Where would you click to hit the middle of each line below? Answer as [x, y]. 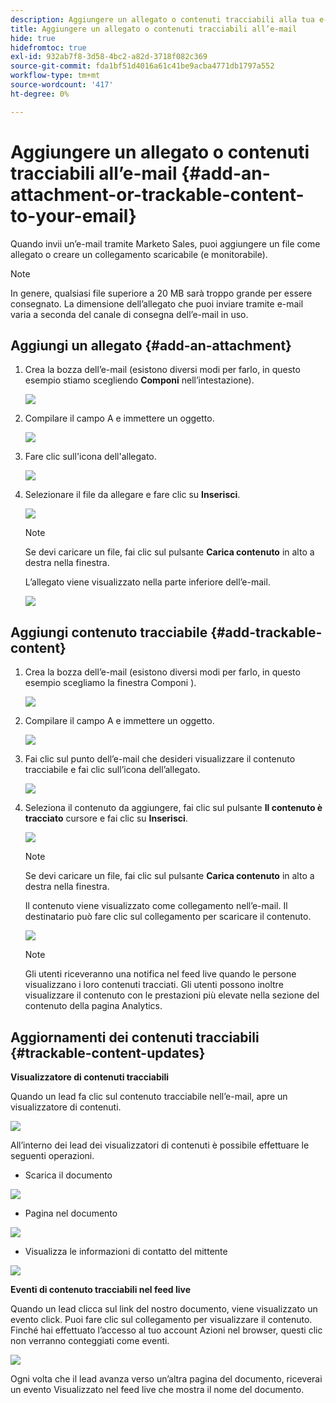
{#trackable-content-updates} [108, 1052]
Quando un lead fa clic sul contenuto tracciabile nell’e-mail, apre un [149, 1096]
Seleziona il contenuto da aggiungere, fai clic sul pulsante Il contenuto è [173, 808]
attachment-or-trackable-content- [157, 194]
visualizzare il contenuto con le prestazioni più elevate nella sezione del [172, 995]
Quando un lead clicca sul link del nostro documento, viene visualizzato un [164, 1309]
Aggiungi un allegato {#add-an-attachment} [151, 345]
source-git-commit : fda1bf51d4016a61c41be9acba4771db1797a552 [142, 66]
